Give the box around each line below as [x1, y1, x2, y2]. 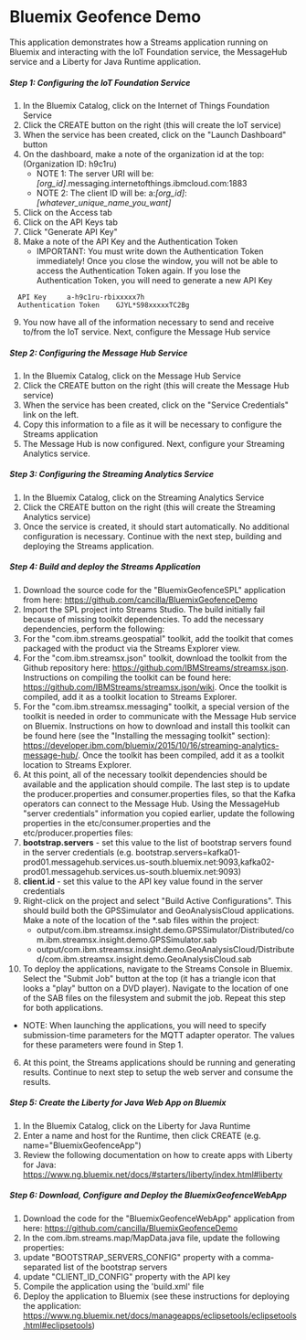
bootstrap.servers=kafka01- [135, 846, 241, 857]
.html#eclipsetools [22, 1319, 93, 1331]
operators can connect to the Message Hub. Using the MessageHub [22, 798, 280, 809]
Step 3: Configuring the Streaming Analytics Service [9, 469, 215, 480]
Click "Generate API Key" [22, 226, 119, 237]
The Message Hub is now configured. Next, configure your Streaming [22, 438, 285, 449]
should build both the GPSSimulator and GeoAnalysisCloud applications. [22, 905, 295, 916]
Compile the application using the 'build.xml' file [22, 1281, 205, 1292]
